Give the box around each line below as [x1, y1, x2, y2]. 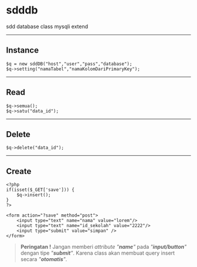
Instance [6, 45, 39, 56]
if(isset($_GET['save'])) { [6, 187, 75, 193]
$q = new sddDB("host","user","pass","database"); [6, 61, 133, 67]
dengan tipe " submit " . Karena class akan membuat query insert [20, 249, 175, 256]
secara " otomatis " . [20, 256, 67, 263]
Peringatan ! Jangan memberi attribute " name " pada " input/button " [20, 244, 187, 251]
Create [6, 166, 32, 176]
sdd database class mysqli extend [6, 23, 89, 30]
